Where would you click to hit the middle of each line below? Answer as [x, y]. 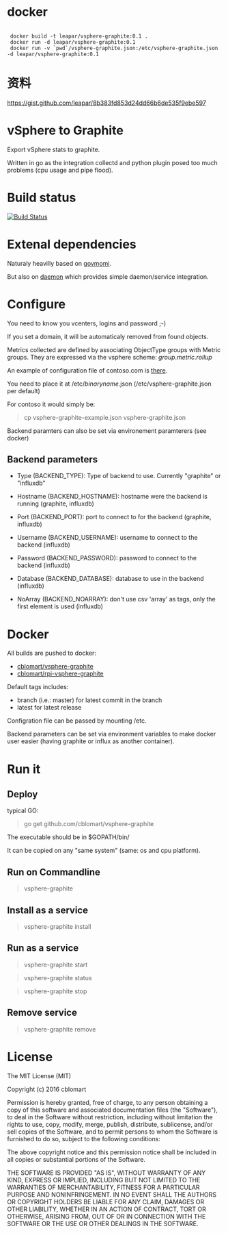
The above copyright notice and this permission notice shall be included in [112, 1152]
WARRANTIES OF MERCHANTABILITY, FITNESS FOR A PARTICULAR [103, 1187]
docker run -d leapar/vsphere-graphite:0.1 [73, 42]
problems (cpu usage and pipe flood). [60, 170]
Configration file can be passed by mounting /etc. [77, 721]
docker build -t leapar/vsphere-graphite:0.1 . [79, 36]
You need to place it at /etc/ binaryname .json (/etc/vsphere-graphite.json [109, 384]
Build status [42, 198]
